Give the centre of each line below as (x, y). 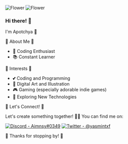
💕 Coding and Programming (41, 79)
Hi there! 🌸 (18, 21)
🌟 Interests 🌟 (18, 68)
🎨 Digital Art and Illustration (41, 84)
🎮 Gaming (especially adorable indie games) (60, 90)
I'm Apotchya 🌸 (21, 32)
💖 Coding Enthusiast (34, 51)
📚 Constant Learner (34, 57)
